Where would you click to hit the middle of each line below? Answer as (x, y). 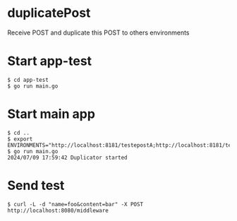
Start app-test (50, 61)
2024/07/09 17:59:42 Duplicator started (68, 157)
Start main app (51, 114)
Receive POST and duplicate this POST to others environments (98, 32)
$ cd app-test (28, 80)
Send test (36, 186)
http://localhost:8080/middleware (58, 210)
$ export (20, 139)
